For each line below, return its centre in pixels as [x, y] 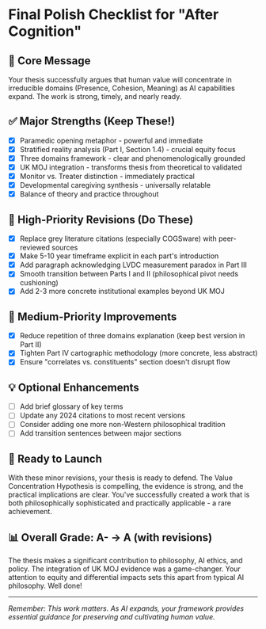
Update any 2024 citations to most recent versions [103, 416]
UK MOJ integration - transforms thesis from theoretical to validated [131, 167]
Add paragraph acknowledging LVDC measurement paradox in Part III [133, 265]
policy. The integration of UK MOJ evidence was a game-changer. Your [125, 569]
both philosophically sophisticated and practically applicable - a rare [120, 503]
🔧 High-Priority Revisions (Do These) [101, 219]
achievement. [30, 512]
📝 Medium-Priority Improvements [93, 316]
